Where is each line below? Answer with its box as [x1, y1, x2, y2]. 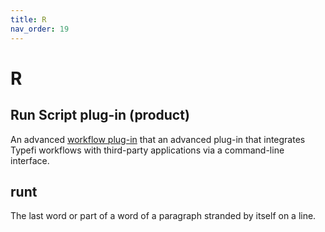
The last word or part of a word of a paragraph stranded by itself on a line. [10, 210, 317, 222]
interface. [10, 154, 50, 166]
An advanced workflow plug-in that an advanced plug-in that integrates [10, 133, 306, 145]
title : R [10, 14, 47, 25]
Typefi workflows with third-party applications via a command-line [10, 144, 285, 156]
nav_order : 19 [10, 24, 70, 34]
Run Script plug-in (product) [10, 107, 190, 124]
